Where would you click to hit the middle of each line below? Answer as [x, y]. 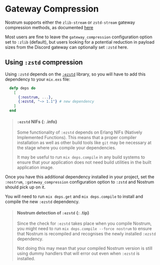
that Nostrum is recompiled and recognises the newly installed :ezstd [86, 234]
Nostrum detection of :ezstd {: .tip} [53, 213]
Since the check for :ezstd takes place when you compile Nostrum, [84, 223]
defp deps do [23, 88]
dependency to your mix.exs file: [38, 79]
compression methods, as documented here [49, 27]
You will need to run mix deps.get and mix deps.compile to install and [74, 197]
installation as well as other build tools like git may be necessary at [84, 143]
